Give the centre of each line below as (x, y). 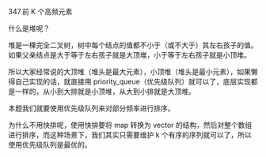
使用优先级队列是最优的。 (50, 145)
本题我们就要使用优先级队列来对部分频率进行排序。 (91, 108)
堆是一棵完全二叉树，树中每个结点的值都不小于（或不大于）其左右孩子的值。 (133, 45)
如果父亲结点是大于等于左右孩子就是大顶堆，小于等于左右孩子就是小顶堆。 (129, 55)
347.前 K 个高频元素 (40, 11)
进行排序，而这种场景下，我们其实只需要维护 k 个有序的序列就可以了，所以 (130, 135)
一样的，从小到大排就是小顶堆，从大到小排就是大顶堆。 (105, 92)
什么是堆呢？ (29, 28)
